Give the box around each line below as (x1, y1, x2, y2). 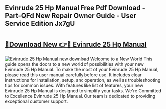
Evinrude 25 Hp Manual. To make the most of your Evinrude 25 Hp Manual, (5, 67, 159, 72)
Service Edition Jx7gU (5, 19, 75, 28)
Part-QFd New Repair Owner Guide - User (5, 12, 137, 20)
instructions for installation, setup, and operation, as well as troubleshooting (5, 77, 161, 83)
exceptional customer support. (5, 98, 68, 104)
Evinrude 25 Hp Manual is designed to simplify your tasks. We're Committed (5, 88, 162, 94)
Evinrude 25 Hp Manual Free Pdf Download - (5, 4, 146, 12)
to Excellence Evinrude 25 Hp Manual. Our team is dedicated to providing (5, 93, 156, 99)
